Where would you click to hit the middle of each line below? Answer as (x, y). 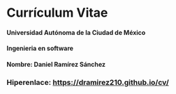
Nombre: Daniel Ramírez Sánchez (56, 64)
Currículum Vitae (57, 13)
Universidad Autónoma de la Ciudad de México (76, 32)
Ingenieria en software (40, 48)
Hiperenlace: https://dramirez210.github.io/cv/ (88, 82)
